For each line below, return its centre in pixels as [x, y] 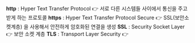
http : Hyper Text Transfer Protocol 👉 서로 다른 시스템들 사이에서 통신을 [92, 8]
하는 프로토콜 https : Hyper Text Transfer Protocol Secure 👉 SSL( [96, 17]
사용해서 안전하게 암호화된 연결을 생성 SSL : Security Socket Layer [107, 27]
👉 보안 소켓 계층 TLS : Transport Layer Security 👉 [67, 34]
